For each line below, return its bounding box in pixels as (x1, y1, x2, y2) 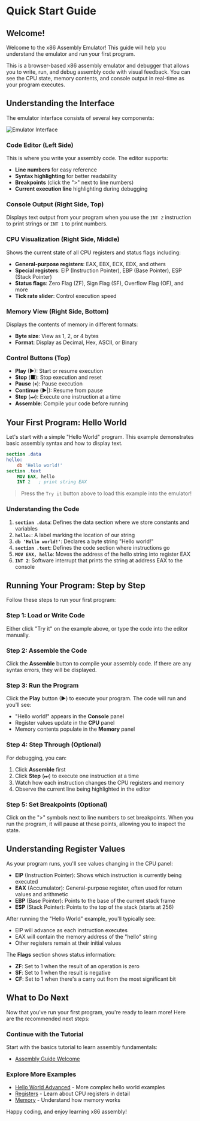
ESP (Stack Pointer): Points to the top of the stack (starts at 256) (14, 903, 174, 911)
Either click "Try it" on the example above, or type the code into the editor (6, 625, 189, 632)
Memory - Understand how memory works (14, 1096, 121, 1104)
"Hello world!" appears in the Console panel (14, 713, 125, 720)
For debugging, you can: (6, 754, 67, 761)
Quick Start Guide (6, 4, 97, 18)
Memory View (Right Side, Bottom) (6, 307, 109, 315)
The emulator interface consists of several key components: (6, 114, 154, 121)
